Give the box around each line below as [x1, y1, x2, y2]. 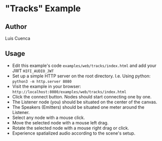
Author [5, 23, 27, 31]
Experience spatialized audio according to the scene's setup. [12, 130, 136, 136]
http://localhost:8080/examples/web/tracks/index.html [12, 89, 127, 94]
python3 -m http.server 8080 [12, 79, 72, 84]
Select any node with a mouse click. [12, 115, 85, 120]
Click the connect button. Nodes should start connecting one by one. [12, 94, 152, 99]
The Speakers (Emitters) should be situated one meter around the [12, 104, 145, 110]
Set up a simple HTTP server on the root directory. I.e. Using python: [12, 73, 151, 79]
